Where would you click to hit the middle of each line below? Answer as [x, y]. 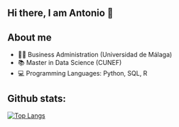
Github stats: [37, 98]
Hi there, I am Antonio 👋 [60, 13]
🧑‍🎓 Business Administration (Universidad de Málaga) [95, 55]
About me [29, 37]
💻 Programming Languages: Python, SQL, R [82, 73]
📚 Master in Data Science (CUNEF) [70, 63]
